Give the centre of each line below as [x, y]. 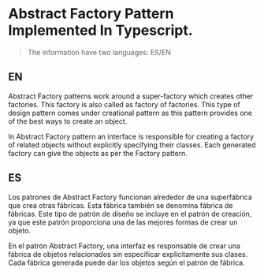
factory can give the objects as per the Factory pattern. [98, 153]
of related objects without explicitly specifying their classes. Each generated [132, 145]
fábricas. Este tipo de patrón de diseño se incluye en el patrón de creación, [130, 214]
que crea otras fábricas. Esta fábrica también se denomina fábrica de [121, 205]
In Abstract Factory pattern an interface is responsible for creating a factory [131, 136]
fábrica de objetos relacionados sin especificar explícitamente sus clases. [128, 254]
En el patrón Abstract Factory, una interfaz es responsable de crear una [124, 246]
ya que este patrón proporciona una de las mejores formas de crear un [123, 222]
